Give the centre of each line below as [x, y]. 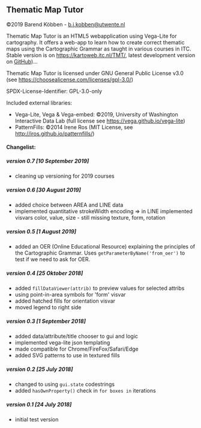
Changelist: [21, 147]
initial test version [37, 420]
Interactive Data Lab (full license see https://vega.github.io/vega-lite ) [100, 121]
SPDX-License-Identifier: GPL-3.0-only [54, 91]
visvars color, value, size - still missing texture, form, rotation [90, 218]
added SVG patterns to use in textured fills [67, 355]
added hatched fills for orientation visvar [65, 301]
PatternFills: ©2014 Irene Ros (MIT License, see [74, 127]
